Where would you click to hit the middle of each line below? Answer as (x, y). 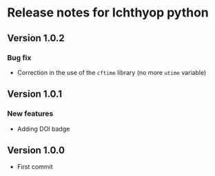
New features (30, 113)
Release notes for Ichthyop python (108, 13)
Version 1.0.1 (35, 94)
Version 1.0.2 (36, 38)
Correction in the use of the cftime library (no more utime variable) (112, 72)
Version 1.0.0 (36, 150)
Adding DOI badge (43, 129)
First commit (35, 167)
